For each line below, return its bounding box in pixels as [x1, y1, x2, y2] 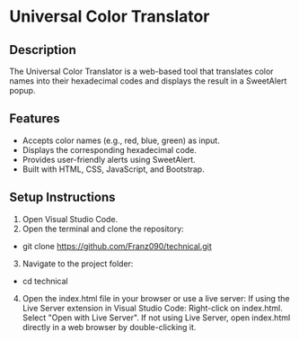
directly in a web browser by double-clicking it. [22, 321, 197, 332]
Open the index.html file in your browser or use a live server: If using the [22, 292, 290, 303]
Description [9, 42, 76, 58]
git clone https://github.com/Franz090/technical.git [22, 240, 213, 251]
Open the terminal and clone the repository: [22, 223, 184, 234]
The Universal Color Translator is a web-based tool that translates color [9, 66, 274, 76]
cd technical [22, 275, 69, 286]
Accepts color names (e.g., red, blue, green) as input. [22, 135, 220, 146]
